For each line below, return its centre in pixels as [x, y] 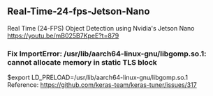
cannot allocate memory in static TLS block [82, 62]
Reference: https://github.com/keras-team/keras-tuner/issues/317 [102, 85]
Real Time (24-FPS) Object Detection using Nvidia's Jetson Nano [101, 28]
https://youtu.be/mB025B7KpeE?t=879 [63, 35]
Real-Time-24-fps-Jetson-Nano [79, 11]
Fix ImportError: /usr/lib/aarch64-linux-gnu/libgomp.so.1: [107, 54]
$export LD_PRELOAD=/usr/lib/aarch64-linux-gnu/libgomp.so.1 [98, 78]
